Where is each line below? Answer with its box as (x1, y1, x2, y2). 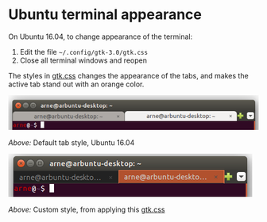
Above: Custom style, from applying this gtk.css (8, 205, 165, 215)
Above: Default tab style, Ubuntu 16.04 (8, 138, 135, 147)
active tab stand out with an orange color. (8, 79, 145, 89)
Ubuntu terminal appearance (8, 6, 203, 24)
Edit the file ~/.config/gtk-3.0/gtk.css (19, 47, 149, 56)
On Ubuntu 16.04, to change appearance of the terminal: (8, 32, 193, 41)
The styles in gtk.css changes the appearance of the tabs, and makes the (8, 71, 249, 80)
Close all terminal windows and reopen (19, 55, 147, 65)
